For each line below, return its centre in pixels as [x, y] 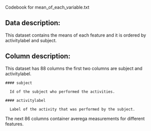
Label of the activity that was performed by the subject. [72, 109]
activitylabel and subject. [31, 40]
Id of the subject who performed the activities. [62, 92]
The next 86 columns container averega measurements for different [75, 118]
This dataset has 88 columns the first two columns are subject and [74, 68]
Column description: [38, 56]
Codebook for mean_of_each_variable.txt [47, 7]
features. [14, 124]
